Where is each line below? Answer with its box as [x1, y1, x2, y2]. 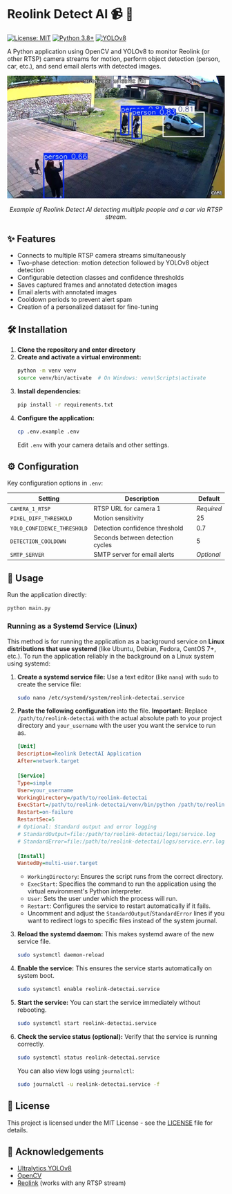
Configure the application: [17, 413, 95, 422]
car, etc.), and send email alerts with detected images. [7, 62, 162, 70]
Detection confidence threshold [93, 524, 184, 532]
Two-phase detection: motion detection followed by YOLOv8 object [17, 258, 209, 267]
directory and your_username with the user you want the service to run [17, 722, 216, 730]
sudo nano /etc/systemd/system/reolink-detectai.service [17, 694, 185, 701]
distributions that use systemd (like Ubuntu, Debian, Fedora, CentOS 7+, [7, 644, 216, 652]
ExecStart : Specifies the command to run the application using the [27, 880, 217, 888]
